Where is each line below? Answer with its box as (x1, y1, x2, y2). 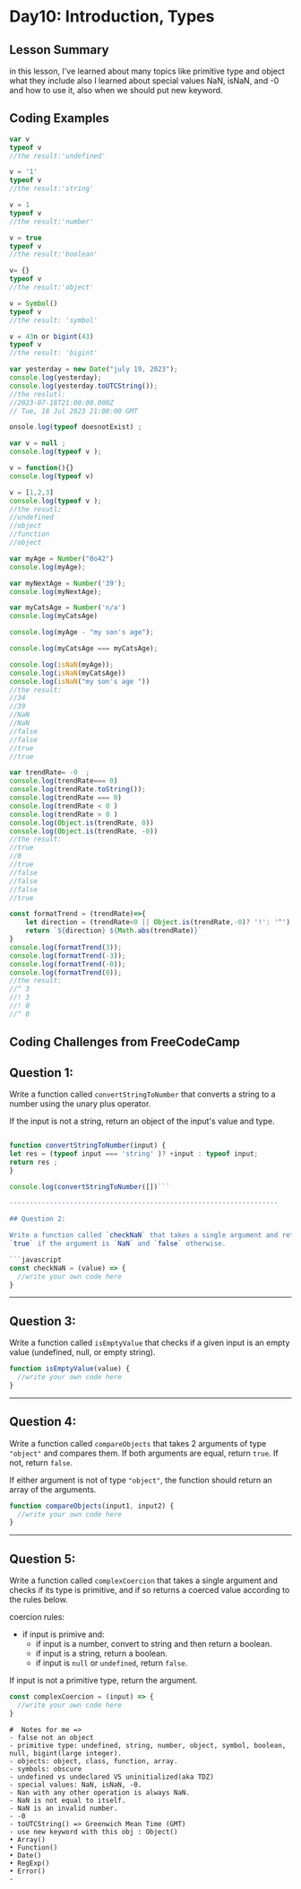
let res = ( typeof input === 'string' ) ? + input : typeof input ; (9, 1149, 259, 1159)
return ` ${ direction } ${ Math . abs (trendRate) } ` (25, 926, 202, 935)
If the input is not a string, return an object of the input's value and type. (9, 1115, 275, 1127)
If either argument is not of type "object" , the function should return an (9, 1474, 273, 1485)
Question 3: (9, 1313, 76, 1329)
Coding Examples (9, 110, 110, 127)
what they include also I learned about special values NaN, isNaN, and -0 (9, 75, 279, 86)
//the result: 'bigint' (9, 348, 99, 358)
